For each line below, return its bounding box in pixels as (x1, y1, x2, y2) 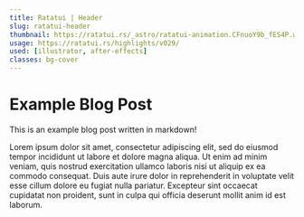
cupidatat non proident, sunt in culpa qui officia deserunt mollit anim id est (9, 189, 287, 200)
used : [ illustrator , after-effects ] (9, 47, 147, 56)
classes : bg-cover (9, 55, 79, 64)
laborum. (9, 199, 43, 210)
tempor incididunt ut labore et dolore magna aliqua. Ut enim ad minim (9, 151, 268, 162)
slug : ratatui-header (9, 22, 91, 31)
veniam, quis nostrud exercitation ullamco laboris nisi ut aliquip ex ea (9, 160, 266, 172)
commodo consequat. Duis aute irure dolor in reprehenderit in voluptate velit (9, 170, 294, 181)
